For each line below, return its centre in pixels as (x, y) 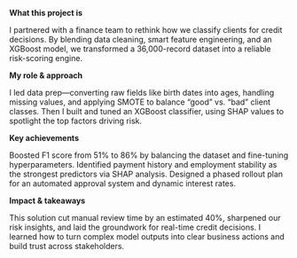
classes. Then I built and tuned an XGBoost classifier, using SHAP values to (147, 111)
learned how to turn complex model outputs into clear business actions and (147, 237)
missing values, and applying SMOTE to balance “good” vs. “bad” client (140, 102)
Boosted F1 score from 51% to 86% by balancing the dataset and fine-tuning (149, 155)
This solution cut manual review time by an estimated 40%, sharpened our (145, 218)
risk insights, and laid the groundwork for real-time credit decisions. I (135, 227)
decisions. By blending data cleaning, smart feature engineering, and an (141, 39)
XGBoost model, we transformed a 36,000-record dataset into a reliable (141, 49)
